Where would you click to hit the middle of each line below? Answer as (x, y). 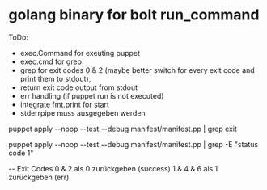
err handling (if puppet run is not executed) (92, 95)
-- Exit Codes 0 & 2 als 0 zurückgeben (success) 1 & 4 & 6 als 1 (113, 168)
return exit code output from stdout (79, 87)
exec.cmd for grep (51, 61)
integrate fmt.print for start (64, 104)
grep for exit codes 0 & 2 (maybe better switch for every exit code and (137, 70)
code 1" (21, 153)
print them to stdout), (55, 78)
